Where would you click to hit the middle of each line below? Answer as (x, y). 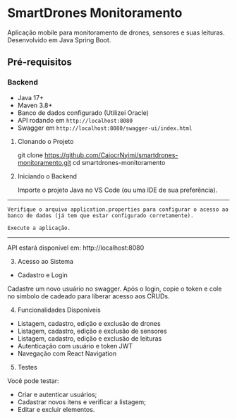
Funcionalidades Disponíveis (59, 310)
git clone (30, 155)
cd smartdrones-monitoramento (119, 162)
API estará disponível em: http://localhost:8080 (76, 248)
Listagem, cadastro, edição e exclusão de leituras (90, 338)
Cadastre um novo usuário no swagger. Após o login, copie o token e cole (115, 289)
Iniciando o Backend (47, 176)
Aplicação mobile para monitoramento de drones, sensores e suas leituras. (116, 32)
